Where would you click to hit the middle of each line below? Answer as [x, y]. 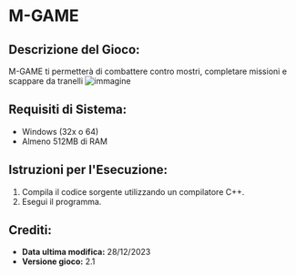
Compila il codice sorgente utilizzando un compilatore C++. [133, 191]
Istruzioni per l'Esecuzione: [88, 170]
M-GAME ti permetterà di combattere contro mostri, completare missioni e [148, 71]
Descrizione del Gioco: [74, 50]
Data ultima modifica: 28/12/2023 [86, 252]
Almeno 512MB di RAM [65, 141]
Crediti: [30, 230]
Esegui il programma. [61, 201]
